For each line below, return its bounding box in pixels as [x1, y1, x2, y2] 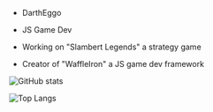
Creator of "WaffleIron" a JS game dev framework [21, 59, 205, 69]
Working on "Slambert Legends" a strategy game [21, 41, 202, 52]
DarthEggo [21, 8, 62, 18]
